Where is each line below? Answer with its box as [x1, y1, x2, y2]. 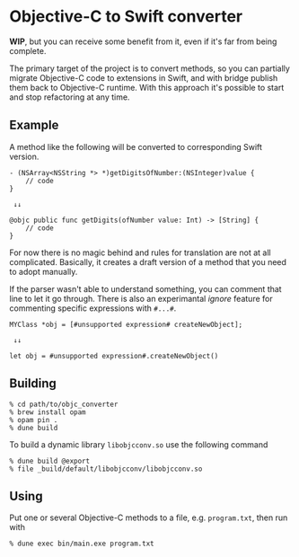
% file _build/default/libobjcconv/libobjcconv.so [9, 464, 203, 473]
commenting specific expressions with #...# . [9, 303, 177, 314]
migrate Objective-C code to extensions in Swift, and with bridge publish [9, 72, 278, 83]
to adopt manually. [9, 266, 78, 277]
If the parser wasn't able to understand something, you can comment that [9, 283, 282, 294]
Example [9, 118, 59, 133]
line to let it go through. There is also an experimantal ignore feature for [9, 293, 273, 304]
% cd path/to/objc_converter [9, 400, 119, 409]
